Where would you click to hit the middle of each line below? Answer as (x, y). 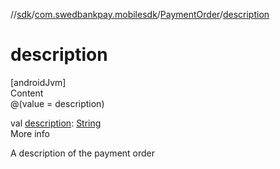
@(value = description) (57, 103)
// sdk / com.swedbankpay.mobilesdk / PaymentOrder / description (140, 14)
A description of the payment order (83, 153)
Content (27, 93)
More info (30, 133)
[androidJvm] (38, 82)
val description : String (56, 123)
